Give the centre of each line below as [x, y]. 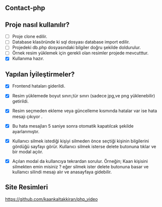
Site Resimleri [26, 187]
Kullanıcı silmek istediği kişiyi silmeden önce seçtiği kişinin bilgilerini [81, 141]
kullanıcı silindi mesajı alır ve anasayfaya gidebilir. [62, 172]
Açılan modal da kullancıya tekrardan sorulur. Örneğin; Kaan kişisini [80, 161]
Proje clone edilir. [30, 37]
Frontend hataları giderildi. [39, 86]
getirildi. [20, 101]
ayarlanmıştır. [26, 131]
